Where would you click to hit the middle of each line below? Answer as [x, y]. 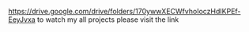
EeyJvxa [22, 20]
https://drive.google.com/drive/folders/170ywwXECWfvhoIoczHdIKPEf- [124, 11]
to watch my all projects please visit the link [108, 20]
